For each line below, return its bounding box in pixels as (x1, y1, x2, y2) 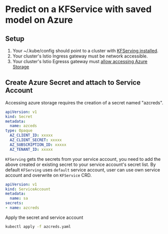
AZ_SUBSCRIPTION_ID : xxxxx (10, 142, 67, 147)
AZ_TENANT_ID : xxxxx (10, 147, 53, 152)
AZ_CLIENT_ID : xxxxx (10, 133, 53, 138)
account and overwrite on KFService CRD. (5, 172, 92, 178)
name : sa (10, 196, 28, 201)
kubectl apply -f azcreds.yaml (5, 224, 71, 229)
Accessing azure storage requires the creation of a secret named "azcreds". (5, 99, 163, 105)
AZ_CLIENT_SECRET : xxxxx (10, 138, 62, 143)
